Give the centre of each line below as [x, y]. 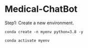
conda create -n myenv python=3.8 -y [44, 32]
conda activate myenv [27, 41]
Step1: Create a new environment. [39, 23]
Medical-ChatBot [41, 9]
